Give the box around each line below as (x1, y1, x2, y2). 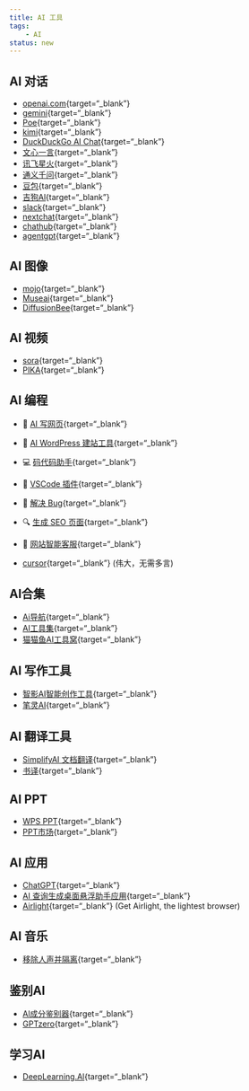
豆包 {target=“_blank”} (21, 180, 103, 191)
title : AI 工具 (9, 13, 64, 22)
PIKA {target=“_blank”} (21, 365, 105, 375)
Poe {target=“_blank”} (21, 118, 101, 128)
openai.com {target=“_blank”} (21, 98, 131, 109)
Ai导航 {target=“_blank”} (21, 611, 110, 622)
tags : (9, 22, 30, 31)
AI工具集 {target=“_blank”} (21, 623, 118, 634)
